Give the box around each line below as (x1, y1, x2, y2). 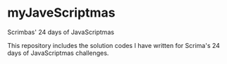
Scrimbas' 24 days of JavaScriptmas (7, 28, 115, 36)
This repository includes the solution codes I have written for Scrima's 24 (7, 41, 221, 49)
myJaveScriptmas (7, 5, 116, 21)
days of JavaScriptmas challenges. (7, 49, 109, 57)
